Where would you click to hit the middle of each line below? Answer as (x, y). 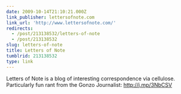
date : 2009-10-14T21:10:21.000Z (46, 12)
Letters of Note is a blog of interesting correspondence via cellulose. (90, 79)
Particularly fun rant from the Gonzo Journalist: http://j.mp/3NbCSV (89, 84)
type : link (20, 61)
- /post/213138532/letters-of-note (56, 34)
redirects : (20, 28)
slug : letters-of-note (34, 45)
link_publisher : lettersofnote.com (50, 17)
